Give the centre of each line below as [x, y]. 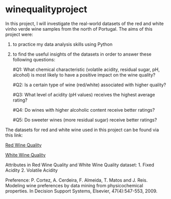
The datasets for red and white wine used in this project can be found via [82, 130]
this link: [14, 135]
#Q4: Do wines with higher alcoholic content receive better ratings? [84, 110]
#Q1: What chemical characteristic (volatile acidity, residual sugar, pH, [86, 69]
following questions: [34, 59]
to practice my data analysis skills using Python [63, 44]
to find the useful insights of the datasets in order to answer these [82, 54]
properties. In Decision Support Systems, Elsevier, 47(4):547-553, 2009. [81, 191]
